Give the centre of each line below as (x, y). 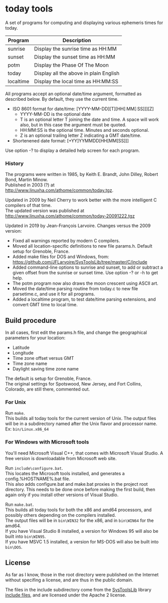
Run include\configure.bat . (34, 468)
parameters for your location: (35, 338)
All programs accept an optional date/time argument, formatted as (73, 94)
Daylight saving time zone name (45, 369)
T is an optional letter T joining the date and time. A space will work (89, 119)
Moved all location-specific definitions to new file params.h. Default (82, 246)
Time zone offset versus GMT (43, 358)
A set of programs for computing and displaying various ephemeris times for (84, 23)
